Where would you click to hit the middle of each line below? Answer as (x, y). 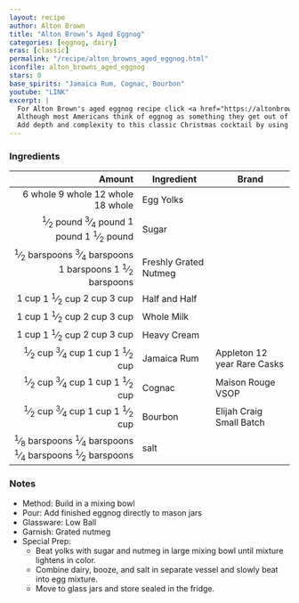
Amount (116, 179)
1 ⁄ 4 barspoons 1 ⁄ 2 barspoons (74, 455)
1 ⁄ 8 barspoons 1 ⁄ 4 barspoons (74, 440)
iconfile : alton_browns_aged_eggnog (77, 68)
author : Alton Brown (48, 26)
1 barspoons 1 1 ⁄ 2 (96, 269)
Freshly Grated (173, 262)
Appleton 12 (241, 353)
